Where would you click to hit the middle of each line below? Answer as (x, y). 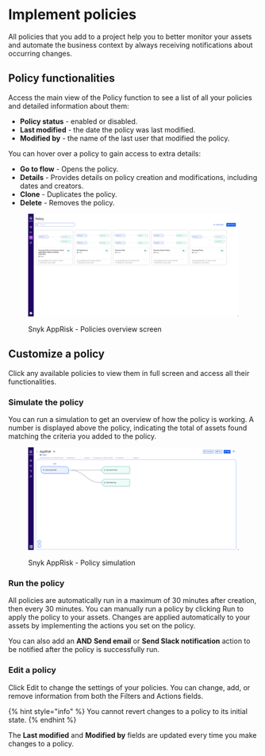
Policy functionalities (61, 78)
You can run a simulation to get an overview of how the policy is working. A (131, 419)
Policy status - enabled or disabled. (79, 121)
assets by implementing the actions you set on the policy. (102, 626)
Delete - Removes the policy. (67, 202)
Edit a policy (33, 670)
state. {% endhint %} (42, 720)
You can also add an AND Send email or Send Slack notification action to (129, 641)
